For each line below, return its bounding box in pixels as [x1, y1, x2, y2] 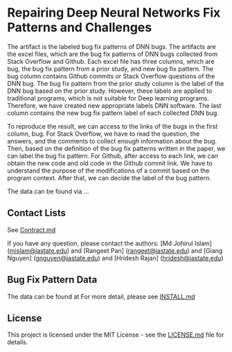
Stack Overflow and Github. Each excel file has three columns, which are [7, 57, 215, 65]
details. [7, 338, 28, 346]
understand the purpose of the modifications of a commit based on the [7, 166, 210, 175]
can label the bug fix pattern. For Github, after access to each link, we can [7, 151, 218, 160]
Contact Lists [7, 207, 66, 219]
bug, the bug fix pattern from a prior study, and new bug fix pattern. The [7, 64, 213, 73]
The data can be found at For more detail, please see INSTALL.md [7, 292, 195, 301]
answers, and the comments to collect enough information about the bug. [7, 137, 217, 145]
